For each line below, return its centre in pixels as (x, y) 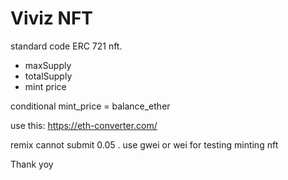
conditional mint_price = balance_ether (90, 106)
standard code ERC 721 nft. (66, 46)
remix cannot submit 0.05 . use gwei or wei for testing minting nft (144, 144)
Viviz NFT (52, 18)
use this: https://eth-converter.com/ (84, 125)
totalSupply (48, 76)
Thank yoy (32, 164)
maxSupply (48, 65)
